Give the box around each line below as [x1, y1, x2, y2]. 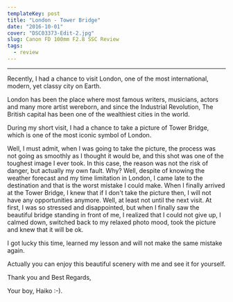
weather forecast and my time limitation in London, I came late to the [7, 174, 203, 182]
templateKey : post [7, 10, 60, 17]
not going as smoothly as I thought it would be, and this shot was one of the [7, 151, 224, 160]
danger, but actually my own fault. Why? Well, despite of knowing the [7, 166, 205, 174]
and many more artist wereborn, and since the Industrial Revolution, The [7, 102, 214, 111]
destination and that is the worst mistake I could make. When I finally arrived [7, 181, 225, 190]
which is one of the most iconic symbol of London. [7, 131, 152, 139]
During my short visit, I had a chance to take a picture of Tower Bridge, [7, 123, 209, 132]
